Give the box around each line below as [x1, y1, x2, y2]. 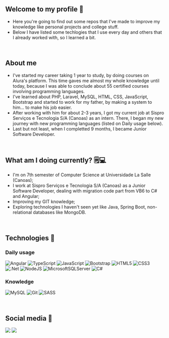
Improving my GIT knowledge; [12, 198, 76, 205]
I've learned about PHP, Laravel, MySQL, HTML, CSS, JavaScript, [12, 94, 149, 100]
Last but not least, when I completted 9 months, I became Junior [12, 125, 147, 131]
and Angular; [12, 193, 39, 199]
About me [5, 59, 37, 67]
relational [12, 210, 32, 216]
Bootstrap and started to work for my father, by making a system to [12, 99, 152, 105]
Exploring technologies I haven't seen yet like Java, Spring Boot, [12, 204, 146, 210]
